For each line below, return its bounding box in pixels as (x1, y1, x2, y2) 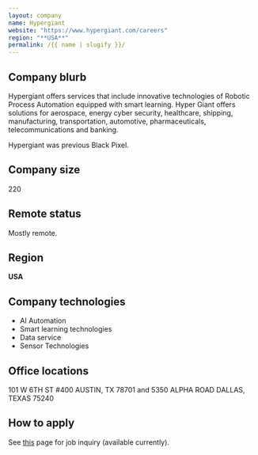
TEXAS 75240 (8, 393, 54, 403)
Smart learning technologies (19, 324, 112, 334)
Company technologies (8, 294, 126, 309)
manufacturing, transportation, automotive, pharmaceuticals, (8, 116, 207, 126)
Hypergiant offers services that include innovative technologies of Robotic (8, 91, 251, 100)
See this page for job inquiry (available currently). (8, 437, 170, 447)
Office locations (8, 364, 89, 377)
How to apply (8, 416, 75, 430)
